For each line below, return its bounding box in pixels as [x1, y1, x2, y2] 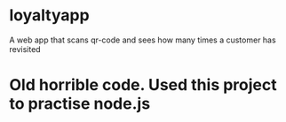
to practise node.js [9, 94, 151, 114]
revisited [9, 43, 42, 54]
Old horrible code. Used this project [9, 75, 277, 95]
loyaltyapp [9, 5, 91, 26]
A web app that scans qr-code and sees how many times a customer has [9, 34, 277, 45]
